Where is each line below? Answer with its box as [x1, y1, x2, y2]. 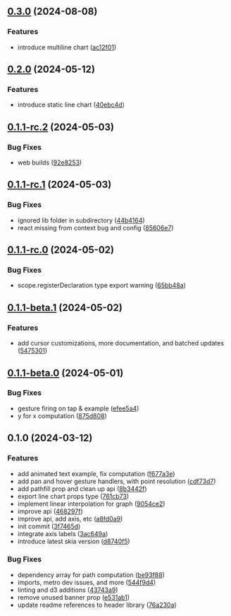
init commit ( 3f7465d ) [17, 522, 81, 531]
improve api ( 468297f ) [17, 507, 83, 515]
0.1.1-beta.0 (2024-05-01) [7, 367, 124, 379]
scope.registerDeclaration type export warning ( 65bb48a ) [17, 281, 187, 290]
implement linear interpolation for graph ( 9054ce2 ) [17, 499, 166, 508]
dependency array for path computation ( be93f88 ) [17, 570, 166, 579]
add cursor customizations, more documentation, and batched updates [17, 339, 224, 348]
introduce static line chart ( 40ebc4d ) [17, 100, 125, 109]
